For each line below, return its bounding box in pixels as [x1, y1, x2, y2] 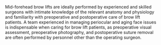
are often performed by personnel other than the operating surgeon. [5, 34, 142, 40]
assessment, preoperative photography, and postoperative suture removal [5, 30, 154, 35]
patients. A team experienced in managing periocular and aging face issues [5, 19, 157, 25]
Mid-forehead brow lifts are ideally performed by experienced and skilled [5, 4, 152, 10]
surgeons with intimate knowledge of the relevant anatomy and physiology [5, 9, 155, 15]
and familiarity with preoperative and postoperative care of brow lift [5, 14, 140, 20]
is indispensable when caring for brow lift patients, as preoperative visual [5, 24, 152, 30]
